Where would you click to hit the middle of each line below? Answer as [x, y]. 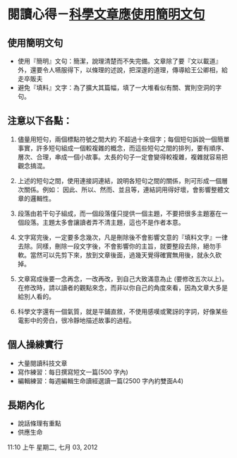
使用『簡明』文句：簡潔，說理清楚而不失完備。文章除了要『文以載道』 [120, 61]
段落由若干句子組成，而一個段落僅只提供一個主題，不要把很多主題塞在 [120, 213]
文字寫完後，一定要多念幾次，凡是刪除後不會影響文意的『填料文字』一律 [122, 237]
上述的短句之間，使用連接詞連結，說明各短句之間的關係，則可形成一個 [120, 180]
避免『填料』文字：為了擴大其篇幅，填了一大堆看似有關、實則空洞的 [116, 88]
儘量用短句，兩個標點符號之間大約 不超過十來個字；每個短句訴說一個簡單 [123, 139]
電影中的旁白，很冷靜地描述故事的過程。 [76, 320]
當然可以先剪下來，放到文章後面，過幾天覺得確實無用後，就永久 [123, 254]
